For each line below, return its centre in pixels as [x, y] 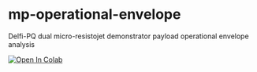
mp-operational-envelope [95, 14]
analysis [22, 44]
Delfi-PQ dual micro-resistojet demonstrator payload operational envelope [129, 36]
